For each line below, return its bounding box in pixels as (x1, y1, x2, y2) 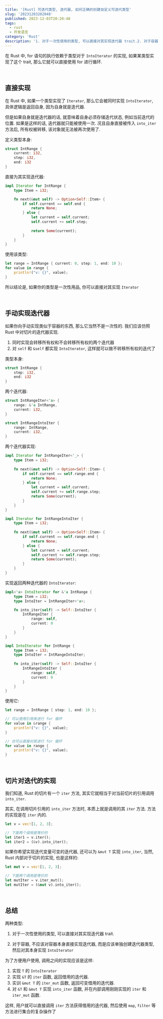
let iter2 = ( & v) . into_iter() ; (5, 840, 68, 844)
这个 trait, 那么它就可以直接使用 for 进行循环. (13, 59, 102, 65)
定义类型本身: (5, 137, 33, 143)
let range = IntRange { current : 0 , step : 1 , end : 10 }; (5, 261, 123, 266)
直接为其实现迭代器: (5, 174, 45, 179)
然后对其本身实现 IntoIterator (12, 947, 74, 953)
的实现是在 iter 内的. (5, 812, 48, 818)
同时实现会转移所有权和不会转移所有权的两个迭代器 (12, 339, 114, 345)
